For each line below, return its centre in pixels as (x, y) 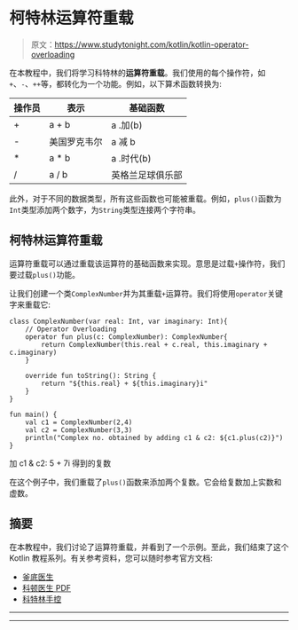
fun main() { (33, 414)
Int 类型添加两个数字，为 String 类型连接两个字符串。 (105, 209)
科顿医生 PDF (47, 587)
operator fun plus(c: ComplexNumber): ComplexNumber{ (126, 337)
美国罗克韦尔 (76, 141)
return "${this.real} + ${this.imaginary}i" (125, 383)
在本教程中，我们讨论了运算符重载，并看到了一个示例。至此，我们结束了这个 (149, 547)
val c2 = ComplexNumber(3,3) (79, 430)
